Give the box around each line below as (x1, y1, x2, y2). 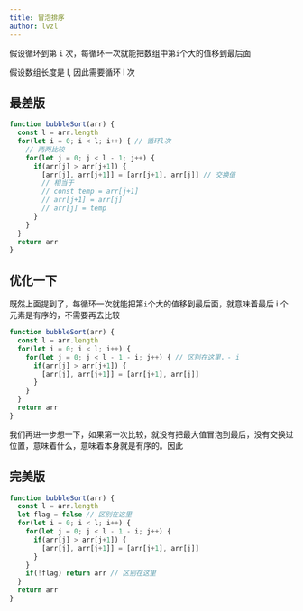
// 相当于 (41, 178, 75, 187)
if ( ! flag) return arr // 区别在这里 (25, 569, 156, 578)
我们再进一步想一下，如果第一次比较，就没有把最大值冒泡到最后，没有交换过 (9, 429, 294, 440)
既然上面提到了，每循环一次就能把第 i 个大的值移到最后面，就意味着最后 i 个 (9, 298, 289, 309)
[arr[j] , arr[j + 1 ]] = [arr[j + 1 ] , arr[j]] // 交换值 (41, 170, 236, 179)
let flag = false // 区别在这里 (17, 510, 133, 519)
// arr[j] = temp (41, 204, 106, 213)
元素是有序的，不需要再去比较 (9, 310, 120, 321)
